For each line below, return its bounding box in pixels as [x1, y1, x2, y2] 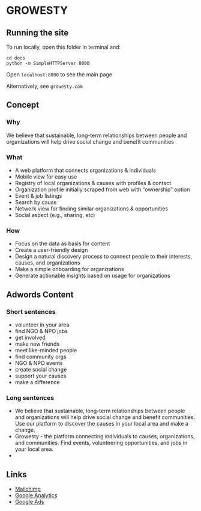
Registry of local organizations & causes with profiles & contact [14, 179, 172, 186]
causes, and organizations [14, 259, 80, 266]
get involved [14, 334, 46, 341]
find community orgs [14, 353, 67, 360]
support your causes [14, 372, 67, 379]
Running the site [6, 28, 69, 38]
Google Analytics [14, 492, 58, 499]
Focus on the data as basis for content [14, 240, 110, 247]
